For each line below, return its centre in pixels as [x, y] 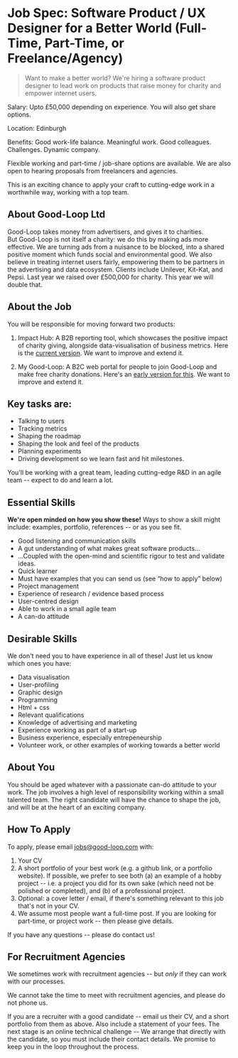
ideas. [27, 563]
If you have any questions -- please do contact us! [81, 934]
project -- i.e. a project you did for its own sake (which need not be [116, 883]
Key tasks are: [40, 404]
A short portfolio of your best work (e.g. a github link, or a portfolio [115, 868]
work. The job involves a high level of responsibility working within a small [115, 792]
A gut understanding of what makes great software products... [109, 549]
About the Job [40, 307]
